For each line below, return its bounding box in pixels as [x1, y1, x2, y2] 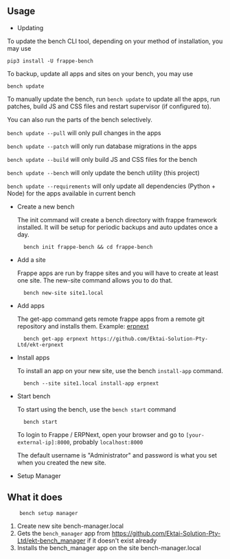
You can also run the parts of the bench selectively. [7, 115, 153, 123]
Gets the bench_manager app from [16, 529, 111, 537]
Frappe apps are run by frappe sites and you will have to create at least [16, 269, 218, 277]
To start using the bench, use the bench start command [16, 405, 176, 414]
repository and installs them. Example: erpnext [16, 322, 149, 330]
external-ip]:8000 [16, 439, 70, 446]
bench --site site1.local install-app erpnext [23, 380, 159, 387]
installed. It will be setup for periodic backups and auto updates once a [16, 223, 218, 231]
